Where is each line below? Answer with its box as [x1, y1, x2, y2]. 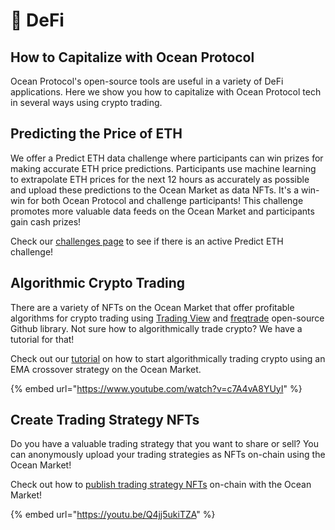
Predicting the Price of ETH [10, 125, 183, 143]
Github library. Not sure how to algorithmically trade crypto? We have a [10, 322, 303, 334]
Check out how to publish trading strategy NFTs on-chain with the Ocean [10, 479, 312, 491]
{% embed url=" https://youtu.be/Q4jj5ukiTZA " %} [10, 509, 216, 521]
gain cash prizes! [10, 215, 82, 228]
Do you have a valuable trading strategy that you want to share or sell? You [10, 438, 320, 450]
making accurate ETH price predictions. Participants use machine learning [10, 162, 317, 174]
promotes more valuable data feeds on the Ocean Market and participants [10, 205, 315, 217]
